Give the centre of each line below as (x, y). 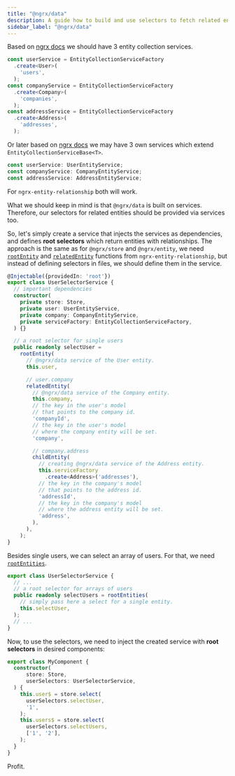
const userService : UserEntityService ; (65, 165)
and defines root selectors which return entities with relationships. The (110, 241)
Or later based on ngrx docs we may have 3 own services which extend (111, 144)
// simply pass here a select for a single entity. (97, 602)
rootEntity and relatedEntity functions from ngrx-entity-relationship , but (117, 256)
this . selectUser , (45, 608)
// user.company (49, 379)
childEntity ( (51, 457)
